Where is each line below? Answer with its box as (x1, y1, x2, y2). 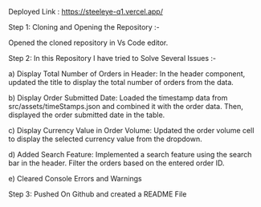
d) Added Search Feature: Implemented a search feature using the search (8, 150, 252, 159)
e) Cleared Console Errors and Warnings (8, 174, 142, 183)
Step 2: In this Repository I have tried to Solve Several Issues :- (8, 54, 217, 63)
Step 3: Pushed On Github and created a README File (8, 189, 187, 199)
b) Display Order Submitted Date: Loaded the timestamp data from (8, 93, 228, 103)
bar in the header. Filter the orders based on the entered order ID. (8, 158, 225, 168)
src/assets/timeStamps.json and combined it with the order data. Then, (8, 102, 243, 111)
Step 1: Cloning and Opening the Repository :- (8, 22, 161, 31)
